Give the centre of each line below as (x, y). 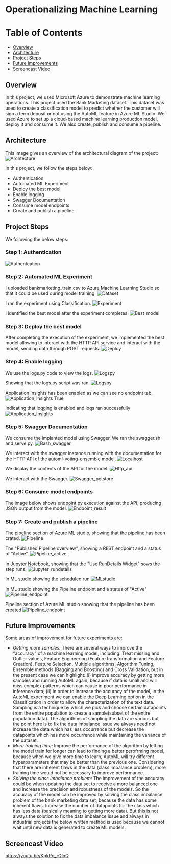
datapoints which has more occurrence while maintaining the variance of (89, 735)
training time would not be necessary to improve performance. (78, 773)
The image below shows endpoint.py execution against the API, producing (83, 503)
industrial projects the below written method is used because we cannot (89, 822)
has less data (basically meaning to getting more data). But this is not (85, 811)
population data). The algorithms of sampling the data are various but (86, 719)
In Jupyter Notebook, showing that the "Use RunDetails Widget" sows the (83, 564)
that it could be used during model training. (51, 293)
